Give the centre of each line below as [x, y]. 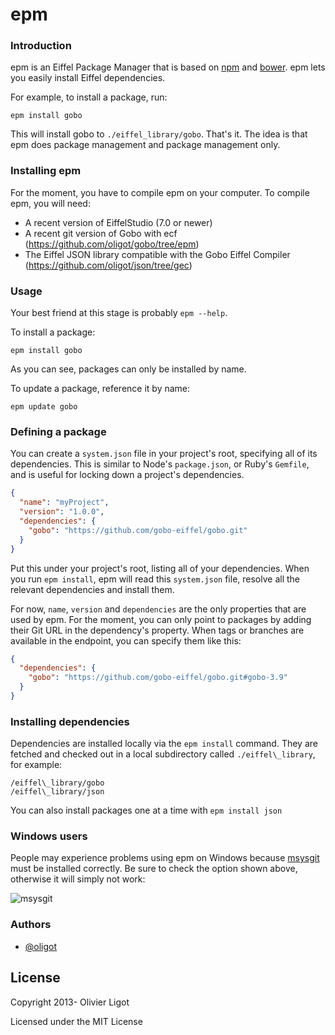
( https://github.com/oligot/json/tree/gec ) [108, 265]
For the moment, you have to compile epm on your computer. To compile [160, 192]
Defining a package [58, 431]
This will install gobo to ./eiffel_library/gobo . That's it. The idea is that [159, 134]
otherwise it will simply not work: [78, 879]
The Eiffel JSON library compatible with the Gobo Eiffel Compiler [157, 254]
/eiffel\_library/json [57, 792]
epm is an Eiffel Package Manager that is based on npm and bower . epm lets [168, 67]
